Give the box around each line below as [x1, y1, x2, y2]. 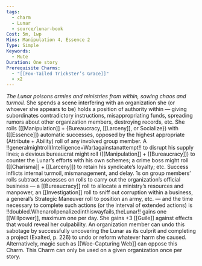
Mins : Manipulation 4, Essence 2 [6, 37, 90, 43]
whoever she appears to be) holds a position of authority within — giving [6, 106, 187, 113]
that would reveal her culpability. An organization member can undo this [6, 221, 185, 228]
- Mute [11, 54, 28, 60]
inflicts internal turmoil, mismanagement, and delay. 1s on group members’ [6, 169, 191, 177]
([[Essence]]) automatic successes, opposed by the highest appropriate [6, 131, 185, 139]
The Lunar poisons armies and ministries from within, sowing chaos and [6, 93, 186, 100]
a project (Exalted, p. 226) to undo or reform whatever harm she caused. [6, 233, 187, 241]
